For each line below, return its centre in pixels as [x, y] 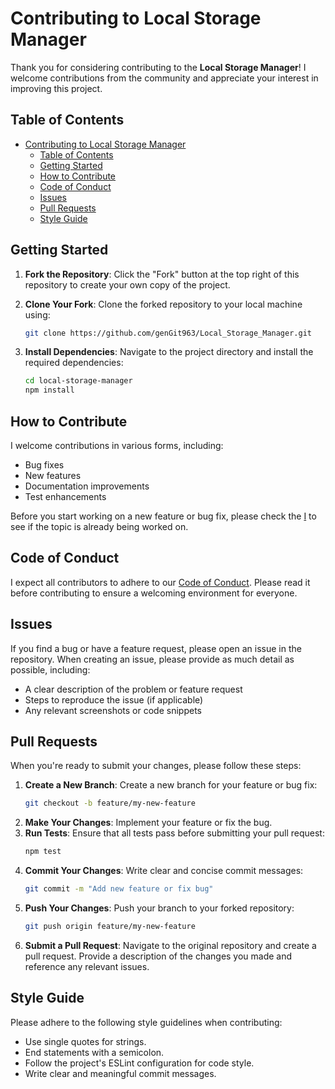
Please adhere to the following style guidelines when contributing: [146, 1022]
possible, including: [50, 669]
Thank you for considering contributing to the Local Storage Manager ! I [158, 67]
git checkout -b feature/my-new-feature [110, 803]
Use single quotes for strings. [85, 1041]
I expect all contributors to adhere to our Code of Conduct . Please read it [160, 582]
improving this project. [56, 88]
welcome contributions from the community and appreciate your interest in [164, 78]
